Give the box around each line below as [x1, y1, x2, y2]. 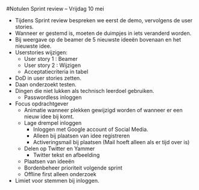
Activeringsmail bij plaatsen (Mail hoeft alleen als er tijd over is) [33, 139, 190, 145]
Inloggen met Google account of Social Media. [33, 126, 149, 133]
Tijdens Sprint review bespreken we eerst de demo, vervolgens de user [14, 17, 193, 24]
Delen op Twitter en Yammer [24, 145, 95, 152]
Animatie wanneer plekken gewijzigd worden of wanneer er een [24, 107, 183, 113]
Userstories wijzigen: [14, 49, 68, 56]
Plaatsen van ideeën [24, 158, 75, 165]
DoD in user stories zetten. [14, 75, 81, 81]
